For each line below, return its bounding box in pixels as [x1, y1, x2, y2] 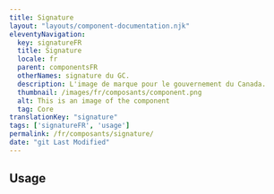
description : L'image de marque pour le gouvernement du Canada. [17, 80, 267, 89]
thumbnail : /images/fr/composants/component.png [17, 88, 202, 97]
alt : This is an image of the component [17, 96, 170, 105]
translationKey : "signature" [9, 113, 118, 122]
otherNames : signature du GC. [17, 72, 130, 80]
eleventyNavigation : [9, 30, 87, 38]
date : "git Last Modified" [9, 138, 110, 147]
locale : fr [17, 55, 58, 63]
